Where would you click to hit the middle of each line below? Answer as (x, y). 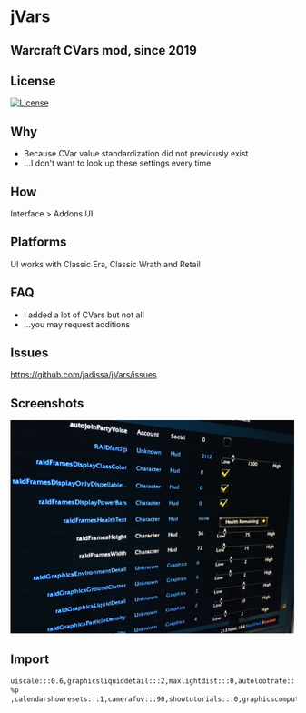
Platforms (39, 242)
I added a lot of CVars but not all (84, 315)
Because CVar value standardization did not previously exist (136, 154)
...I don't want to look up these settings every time (117, 163)
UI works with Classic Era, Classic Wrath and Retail (105, 264)
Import (30, 659)
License (33, 80)
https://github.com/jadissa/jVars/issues (84, 375)
